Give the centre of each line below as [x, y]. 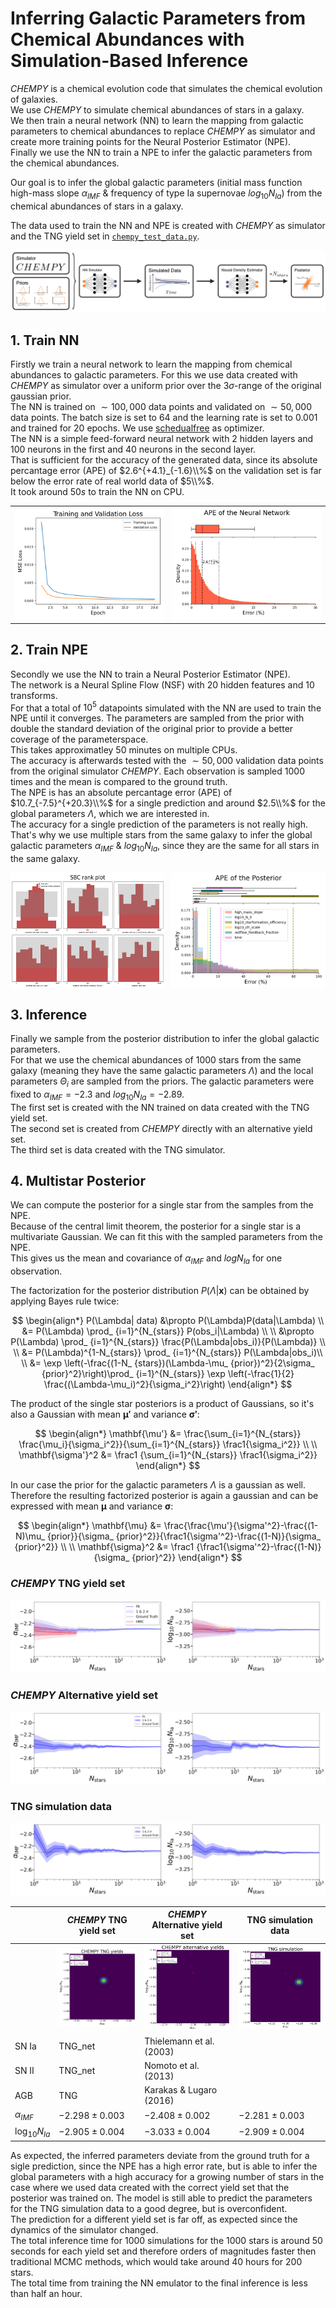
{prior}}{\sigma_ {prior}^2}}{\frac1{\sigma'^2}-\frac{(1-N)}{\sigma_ [184, 1536]
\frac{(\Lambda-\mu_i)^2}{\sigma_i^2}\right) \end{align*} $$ [168, 1384]
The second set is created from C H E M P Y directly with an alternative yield [161, 1128]
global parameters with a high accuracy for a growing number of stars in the [167, 2176]
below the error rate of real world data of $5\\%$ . [112, 481]
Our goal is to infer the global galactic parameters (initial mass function [156, 182]
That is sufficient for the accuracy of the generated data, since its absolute [164, 459]
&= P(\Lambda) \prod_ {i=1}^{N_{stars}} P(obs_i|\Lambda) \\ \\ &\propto [168, 1331]
